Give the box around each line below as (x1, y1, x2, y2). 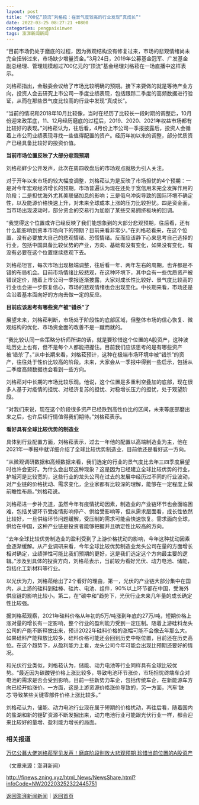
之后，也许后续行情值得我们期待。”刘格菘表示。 (11, 413, 126, 420)
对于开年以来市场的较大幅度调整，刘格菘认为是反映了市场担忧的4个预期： (6, 177, 187, 184)
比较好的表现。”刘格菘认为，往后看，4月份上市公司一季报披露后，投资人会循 (6, 125, 191, 132)
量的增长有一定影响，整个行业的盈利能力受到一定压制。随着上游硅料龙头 (16, 620, 193, 627)
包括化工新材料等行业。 (6, 565, 63, 572)
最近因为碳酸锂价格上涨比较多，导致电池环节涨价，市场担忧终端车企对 (18, 669, 191, 677)
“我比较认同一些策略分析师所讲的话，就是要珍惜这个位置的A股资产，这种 (6, 336, 184, 343)
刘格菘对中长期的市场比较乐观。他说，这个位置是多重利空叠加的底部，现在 (6, 378, 188, 385)
